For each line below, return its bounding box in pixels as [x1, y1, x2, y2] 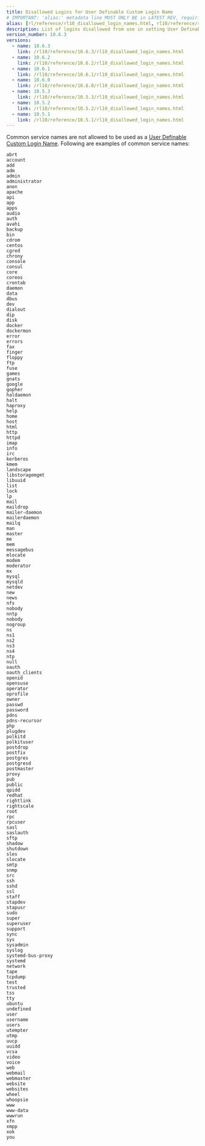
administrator [6, 178, 43, 185]
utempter [6, 1028, 29, 1034]
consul [6, 264, 23, 270]
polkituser [6, 739, 34, 745]
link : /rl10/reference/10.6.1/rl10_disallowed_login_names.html [17, 71, 184, 77]
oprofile [6, 691, 29, 697]
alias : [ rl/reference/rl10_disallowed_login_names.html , [6, 20, 154, 26]
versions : [6, 37, 32, 43]
